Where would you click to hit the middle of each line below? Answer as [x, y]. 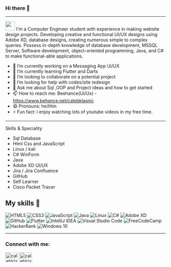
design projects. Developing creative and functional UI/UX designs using [81, 35]
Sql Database [27, 138]
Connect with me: [28, 244]
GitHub [20, 176]
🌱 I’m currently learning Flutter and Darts [55, 71]
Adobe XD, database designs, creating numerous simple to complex [77, 40]
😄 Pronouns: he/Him [35, 106]
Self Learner [26, 182]
